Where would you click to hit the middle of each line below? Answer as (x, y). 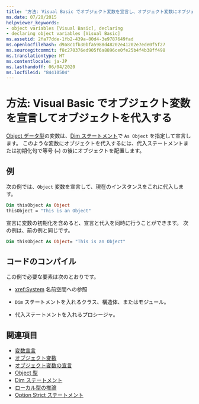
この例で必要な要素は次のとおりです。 (53, 277)
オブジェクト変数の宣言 (43, 365)
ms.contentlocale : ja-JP (37, 61)
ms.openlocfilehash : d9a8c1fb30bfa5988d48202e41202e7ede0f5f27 (86, 45)
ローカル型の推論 (36, 388)
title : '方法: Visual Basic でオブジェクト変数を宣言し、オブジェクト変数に (92, 12)
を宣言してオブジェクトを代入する (89, 118)
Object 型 (26, 373)
